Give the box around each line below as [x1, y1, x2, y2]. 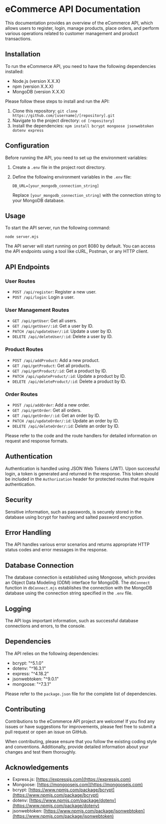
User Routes [5, 278, 36, 285]
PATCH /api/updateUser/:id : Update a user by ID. [12, 328, 112, 334]
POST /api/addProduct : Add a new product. [12, 357, 100, 363]
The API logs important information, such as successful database [5, 618, 139, 624]
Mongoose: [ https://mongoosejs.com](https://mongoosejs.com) [12, 782, 143, 788]
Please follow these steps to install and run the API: [5, 98, 110, 104]
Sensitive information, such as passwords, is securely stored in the [5, 509, 142, 515]
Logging [5, 604, 31, 613]
